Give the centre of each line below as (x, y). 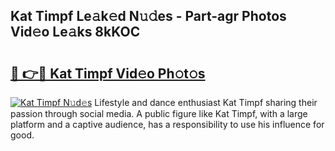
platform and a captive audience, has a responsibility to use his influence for (167, 124)
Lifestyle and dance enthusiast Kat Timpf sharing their (206, 102)
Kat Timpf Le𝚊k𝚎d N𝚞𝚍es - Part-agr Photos (148, 16)
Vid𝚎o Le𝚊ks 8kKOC (75, 32)
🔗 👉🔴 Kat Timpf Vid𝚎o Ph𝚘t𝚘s (108, 73)
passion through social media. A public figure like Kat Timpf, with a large (159, 113)
